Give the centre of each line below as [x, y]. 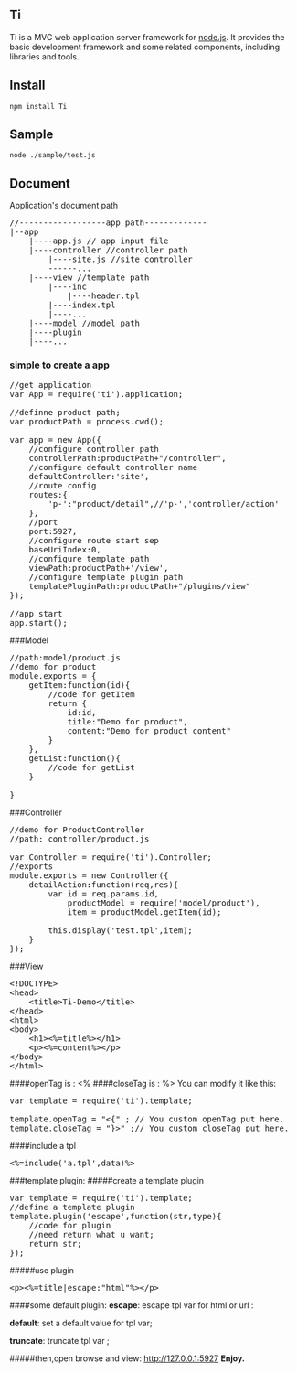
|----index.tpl [82, 305]
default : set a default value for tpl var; [81, 1323]
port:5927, [53, 531]
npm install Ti [38, 106]
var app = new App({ [56, 440]
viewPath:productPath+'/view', [99, 568]
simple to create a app [59, 365]
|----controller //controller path [108, 250]
